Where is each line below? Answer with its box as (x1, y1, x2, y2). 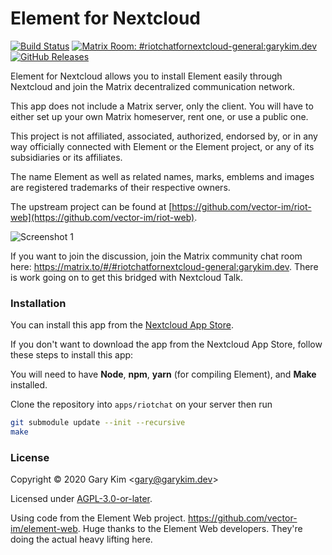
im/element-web (10, 523, 78, 535)
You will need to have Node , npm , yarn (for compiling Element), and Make (10, 368, 317, 381)
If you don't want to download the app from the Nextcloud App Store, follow (10, 338, 323, 351)
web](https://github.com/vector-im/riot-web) (10, 211, 195, 223)
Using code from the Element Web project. (10, 512, 186, 524)
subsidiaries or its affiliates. (10, 151, 123, 163)
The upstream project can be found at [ (10, 200, 173, 212)
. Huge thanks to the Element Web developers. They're (77, 523, 303, 535)
